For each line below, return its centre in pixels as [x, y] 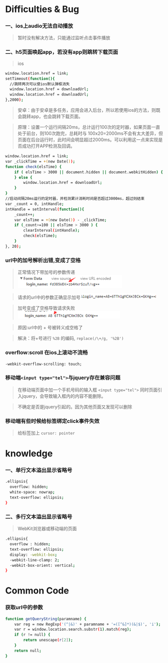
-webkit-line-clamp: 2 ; [34, 560]
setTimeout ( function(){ [30, 79]
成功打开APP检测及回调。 [49, 146]
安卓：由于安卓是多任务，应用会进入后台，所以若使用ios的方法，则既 [89, 110]
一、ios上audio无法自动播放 [39, 26]
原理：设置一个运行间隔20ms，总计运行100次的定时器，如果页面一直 [89, 127]
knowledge [29, 454]
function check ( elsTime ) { [33, 167]
